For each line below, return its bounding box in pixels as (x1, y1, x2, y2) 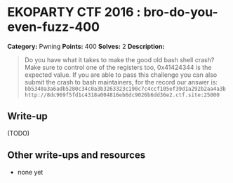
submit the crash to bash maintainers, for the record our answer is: (24, 78, 218, 86)
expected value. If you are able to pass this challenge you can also (24, 71, 218, 79)
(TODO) (7, 129, 30, 137)
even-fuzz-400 (7, 19, 100, 35)
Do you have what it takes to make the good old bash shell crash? (24, 55, 215, 64)
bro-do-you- (143, 4, 219, 20)
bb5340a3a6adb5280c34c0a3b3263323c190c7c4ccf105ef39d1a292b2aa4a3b (24, 85, 226, 92)
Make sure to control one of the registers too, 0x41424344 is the (24, 63, 212, 71)
